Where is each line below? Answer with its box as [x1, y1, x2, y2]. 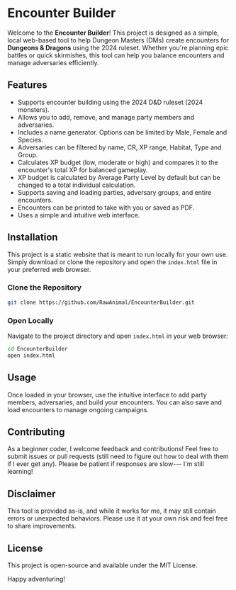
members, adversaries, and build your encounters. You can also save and [7, 398, 222, 407]
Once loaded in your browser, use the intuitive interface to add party [7, 390, 207, 399]
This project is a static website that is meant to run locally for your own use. [7, 250, 228, 259]
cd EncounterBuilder [7, 346, 69, 353]
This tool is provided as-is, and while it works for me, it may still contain [7, 506, 216, 515]
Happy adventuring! [7, 575, 66, 584]
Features [7, 79, 47, 91]
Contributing [7, 426, 65, 438]
